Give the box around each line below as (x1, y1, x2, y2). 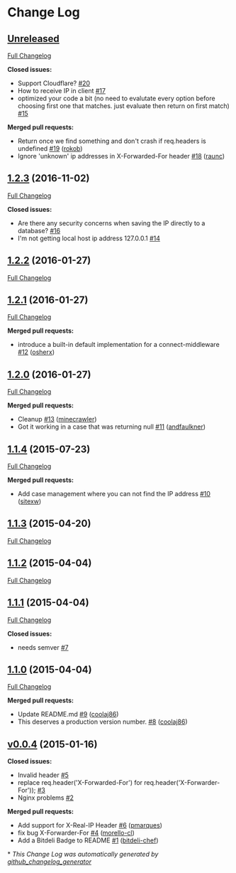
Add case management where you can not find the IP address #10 (17, 490, 211, 498)
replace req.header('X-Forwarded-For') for (17, 778, 143, 787)
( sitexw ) (17, 497, 42, 505)
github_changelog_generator (7, 857, 92, 866)
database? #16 (17, 226, 61, 235)
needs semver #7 (17, 643, 69, 651)
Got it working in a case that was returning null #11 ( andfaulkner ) (17, 422, 206, 431)
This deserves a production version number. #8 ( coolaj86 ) (17, 717, 188, 726)
